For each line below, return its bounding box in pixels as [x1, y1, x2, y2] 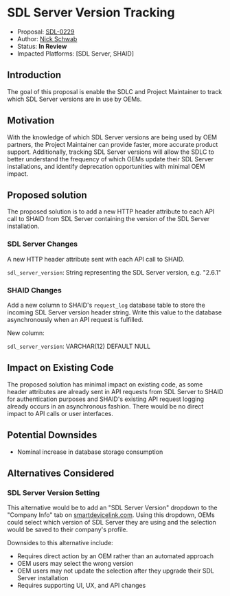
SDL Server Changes [7, 239, 78, 249]
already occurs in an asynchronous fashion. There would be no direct [7, 402, 204, 410]
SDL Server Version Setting [7, 488, 100, 497]
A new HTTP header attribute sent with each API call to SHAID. [7, 255, 185, 263]
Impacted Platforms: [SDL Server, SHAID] [16, 49, 135, 58]
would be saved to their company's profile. [7, 525, 128, 534]
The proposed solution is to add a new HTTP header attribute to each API [7, 207, 215, 216]
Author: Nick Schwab [16, 34, 78, 43]
